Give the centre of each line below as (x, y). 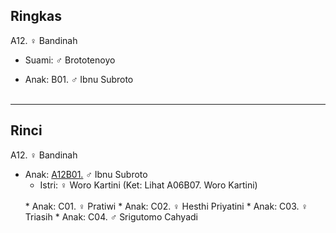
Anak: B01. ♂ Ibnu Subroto (79, 79)
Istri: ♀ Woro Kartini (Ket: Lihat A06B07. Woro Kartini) (148, 185)
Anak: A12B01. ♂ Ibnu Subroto (86, 174)
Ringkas (36, 16)
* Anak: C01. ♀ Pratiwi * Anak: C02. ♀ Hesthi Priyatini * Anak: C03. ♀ (166, 206)
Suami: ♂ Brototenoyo (70, 60)
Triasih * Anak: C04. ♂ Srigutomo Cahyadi (111, 216)
